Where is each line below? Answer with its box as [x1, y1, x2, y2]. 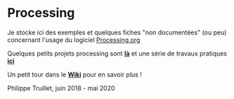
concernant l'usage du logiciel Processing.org [7, 35, 141, 44]
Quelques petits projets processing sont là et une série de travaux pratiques [7, 49, 227, 58]
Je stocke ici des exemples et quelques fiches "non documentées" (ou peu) [7, 28, 227, 37]
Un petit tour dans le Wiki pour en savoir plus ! [7, 70, 142, 79]
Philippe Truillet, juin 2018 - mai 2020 [7, 84, 115, 92]
